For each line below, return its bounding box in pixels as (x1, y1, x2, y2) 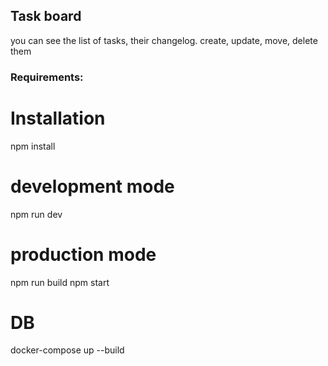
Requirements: (10, 70, 84, 84)
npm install (10, 140, 56, 152)
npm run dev (10, 208, 63, 220)
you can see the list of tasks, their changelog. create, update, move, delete (10, 34, 318, 46)
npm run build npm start (10, 276, 110, 288)
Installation (10, 107, 106, 129)
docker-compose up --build (10, 344, 125, 356)
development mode (10, 175, 175, 198)
